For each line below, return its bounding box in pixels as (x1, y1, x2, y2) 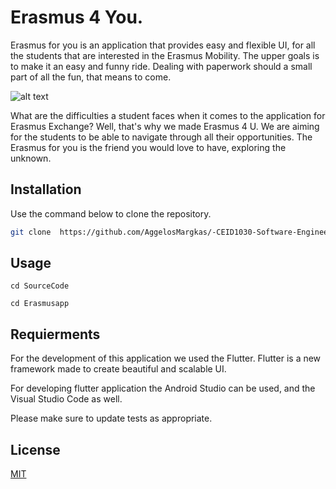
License (10, 441, 61, 458)
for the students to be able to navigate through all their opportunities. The (10, 131, 313, 143)
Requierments (10, 326, 101, 343)
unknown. (10, 152, 52, 164)
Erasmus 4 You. (10, 6, 144, 29)
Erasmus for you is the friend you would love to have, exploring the (10, 141, 287, 153)
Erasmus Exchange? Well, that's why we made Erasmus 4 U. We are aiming (10, 120, 320, 132)
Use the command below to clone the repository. (10, 207, 212, 220)
